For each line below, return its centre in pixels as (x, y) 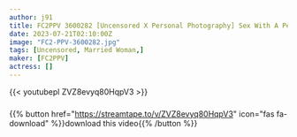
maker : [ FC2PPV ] (39, 58)
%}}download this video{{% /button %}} (124, 123)
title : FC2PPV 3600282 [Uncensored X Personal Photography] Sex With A (144, 26)
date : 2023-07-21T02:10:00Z (61, 34)
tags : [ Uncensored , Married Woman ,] (76, 50)
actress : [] (31, 67)
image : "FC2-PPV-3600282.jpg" (65, 42)
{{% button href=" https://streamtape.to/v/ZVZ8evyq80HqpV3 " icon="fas (142, 114)
